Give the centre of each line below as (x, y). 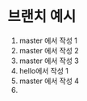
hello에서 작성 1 (44, 70)
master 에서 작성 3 (49, 61)
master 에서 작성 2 (49, 50)
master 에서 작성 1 (48, 40)
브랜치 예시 (42, 17)
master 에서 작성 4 (49, 81)
